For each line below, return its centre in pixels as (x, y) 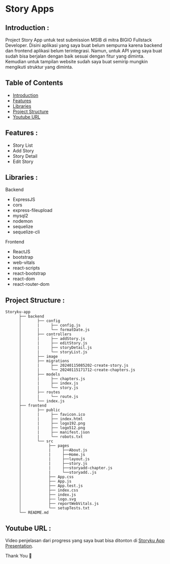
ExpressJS (24, 200)
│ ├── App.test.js (51, 486)
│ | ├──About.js (53, 450)
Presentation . (19, 546)
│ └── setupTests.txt (54, 508)
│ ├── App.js (45, 481)
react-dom (24, 279)
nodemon (23, 221)
